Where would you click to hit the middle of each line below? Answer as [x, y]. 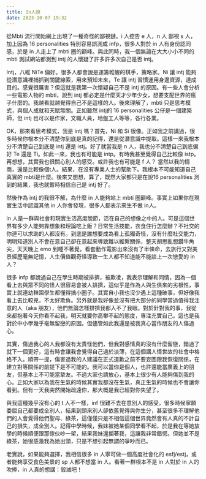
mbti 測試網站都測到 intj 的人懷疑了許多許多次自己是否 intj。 [82, 59]
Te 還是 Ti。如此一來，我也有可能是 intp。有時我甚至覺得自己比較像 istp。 [106, 154]
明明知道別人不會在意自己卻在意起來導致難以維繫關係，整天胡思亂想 [92, 241]
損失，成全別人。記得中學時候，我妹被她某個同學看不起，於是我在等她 [105, 426]
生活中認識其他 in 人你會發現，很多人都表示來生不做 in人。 [86, 205]
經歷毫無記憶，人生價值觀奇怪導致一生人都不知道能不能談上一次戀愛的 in [103, 256]
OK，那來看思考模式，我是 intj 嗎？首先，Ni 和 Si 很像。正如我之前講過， [98, 131]
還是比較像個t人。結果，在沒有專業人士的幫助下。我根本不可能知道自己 [106, 169]
